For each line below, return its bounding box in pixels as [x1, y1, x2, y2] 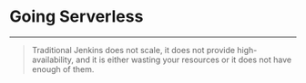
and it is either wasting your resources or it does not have [76, 54, 292, 65]
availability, [31, 54, 75, 65]
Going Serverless [9, 6, 144, 27]
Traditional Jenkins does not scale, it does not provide [31, 44, 235, 55]
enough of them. [31, 63, 95, 74]
